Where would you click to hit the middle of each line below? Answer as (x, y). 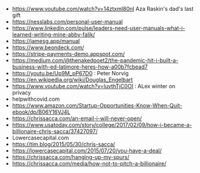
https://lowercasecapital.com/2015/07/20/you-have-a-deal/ (87, 151)
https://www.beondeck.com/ (48, 47)
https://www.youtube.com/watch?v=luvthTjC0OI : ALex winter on (94, 86)
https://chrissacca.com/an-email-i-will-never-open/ (77, 118)
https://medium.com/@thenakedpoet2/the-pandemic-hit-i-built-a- (95, 60)
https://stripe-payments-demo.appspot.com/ (68, 54)
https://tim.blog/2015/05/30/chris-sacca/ (64, 144)
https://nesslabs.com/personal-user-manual (67, 22)
